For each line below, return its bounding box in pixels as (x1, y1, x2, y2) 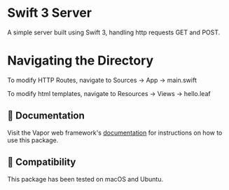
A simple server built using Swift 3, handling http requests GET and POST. (7, 28, 221, 36)
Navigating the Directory (7, 53, 154, 69)
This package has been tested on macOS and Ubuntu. (7, 175, 163, 183)
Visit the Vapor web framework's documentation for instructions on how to (7, 128, 223, 137)
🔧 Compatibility (7, 156, 76, 168)
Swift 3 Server (7, 5, 92, 21)
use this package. (7, 135, 59, 144)
